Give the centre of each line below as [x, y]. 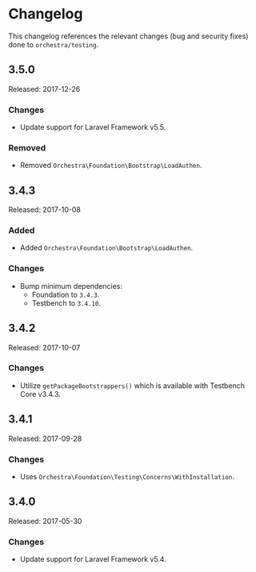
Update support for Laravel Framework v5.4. [93, 559]
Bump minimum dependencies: [71, 286]
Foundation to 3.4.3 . [66, 294]
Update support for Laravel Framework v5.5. [93, 127]
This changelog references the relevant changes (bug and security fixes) [128, 36]
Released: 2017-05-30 [45, 521]
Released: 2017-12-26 [44, 89]
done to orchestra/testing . [53, 44]
